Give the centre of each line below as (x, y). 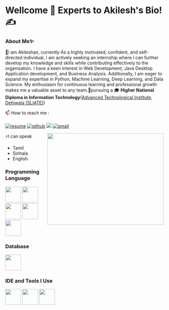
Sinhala (20, 153)
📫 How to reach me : (27, 113)
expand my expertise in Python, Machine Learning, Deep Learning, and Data (84, 79)
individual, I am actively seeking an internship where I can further (91, 58)
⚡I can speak (19, 137)
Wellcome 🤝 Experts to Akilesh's (74, 10)
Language (18, 178)
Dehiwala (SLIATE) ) (25, 103)
